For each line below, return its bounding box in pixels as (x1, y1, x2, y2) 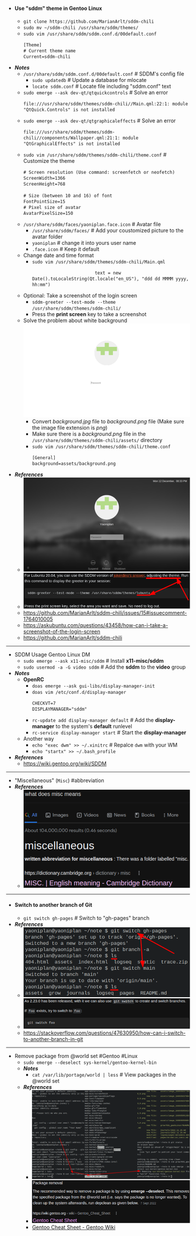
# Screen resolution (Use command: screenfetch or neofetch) (23, 170, 175, 176)
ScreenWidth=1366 (23, 176, 66, 182)
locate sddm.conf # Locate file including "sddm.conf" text (32, 83, 171, 90)
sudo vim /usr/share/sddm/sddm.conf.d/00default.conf (23, 31, 157, 37)
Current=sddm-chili (23, 54, 71, 60)
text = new (94, 270, 121, 276)
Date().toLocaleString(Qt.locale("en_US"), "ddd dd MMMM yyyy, (32, 276, 189, 282)
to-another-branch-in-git (23, 1036, 83, 1043)
